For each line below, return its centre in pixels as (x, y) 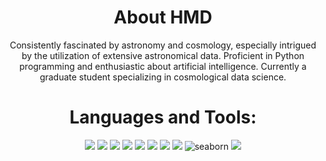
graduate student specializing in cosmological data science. (163, 77)
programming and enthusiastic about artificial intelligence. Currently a (163, 66)
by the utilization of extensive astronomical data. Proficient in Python (163, 55)
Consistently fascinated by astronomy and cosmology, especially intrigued (163, 45)
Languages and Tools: (163, 117)
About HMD (163, 17)
